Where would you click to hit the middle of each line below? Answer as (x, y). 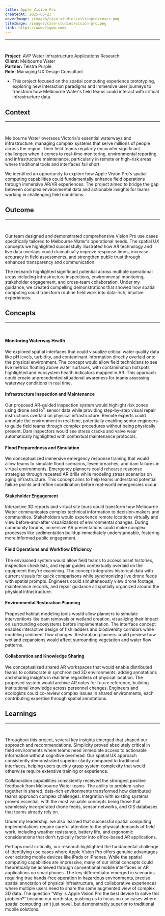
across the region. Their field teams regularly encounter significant (73, 148)
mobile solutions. (22, 909)
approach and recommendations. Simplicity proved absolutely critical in (78, 745)
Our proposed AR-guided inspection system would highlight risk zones (77, 405)
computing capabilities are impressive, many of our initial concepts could (79, 862)
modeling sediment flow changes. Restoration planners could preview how (81, 634)
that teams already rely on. (32, 812)
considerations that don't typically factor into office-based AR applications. (81, 837)
